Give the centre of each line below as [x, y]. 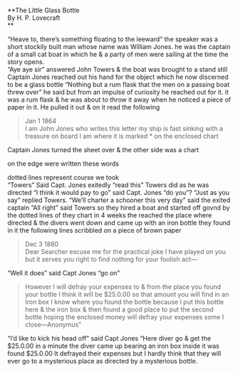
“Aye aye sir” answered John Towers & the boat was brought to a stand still [118, 69]
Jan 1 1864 [41, 121]
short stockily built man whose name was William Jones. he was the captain [119, 47]
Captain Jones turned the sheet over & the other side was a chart [103, 150]
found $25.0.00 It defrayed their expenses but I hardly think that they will [114, 354]
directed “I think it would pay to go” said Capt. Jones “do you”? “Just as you [119, 192]
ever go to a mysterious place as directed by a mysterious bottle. [103, 361]
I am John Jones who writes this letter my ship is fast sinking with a [124, 128]
